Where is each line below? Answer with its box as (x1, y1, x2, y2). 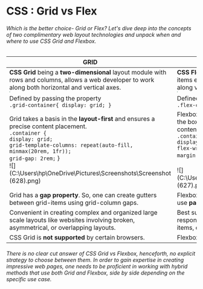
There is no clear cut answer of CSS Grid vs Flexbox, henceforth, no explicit (6, 250, 196, 258)
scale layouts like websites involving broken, (9, 216, 135, 224)
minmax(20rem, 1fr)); (9, 148, 71, 155)
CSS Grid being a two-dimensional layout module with (9, 68, 167, 77)
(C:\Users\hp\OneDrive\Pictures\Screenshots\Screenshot (9, 169, 171, 177)
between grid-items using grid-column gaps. (9, 198, 139, 207)
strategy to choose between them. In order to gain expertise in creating (6, 256, 184, 264)
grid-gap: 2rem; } (9, 154, 60, 162)
